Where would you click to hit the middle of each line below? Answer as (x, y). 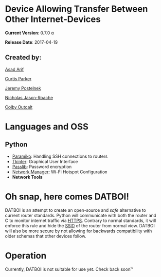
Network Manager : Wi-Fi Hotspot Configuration (60, 172)
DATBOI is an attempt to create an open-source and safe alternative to (76, 210)
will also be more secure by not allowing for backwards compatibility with (79, 231)
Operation (26, 255)
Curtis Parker (18, 78)
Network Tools (27, 177)
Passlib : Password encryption (42, 166)
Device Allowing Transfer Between (77, 9)
